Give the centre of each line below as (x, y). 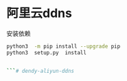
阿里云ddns (39, 13)
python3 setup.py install (47, 52)
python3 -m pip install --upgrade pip (63, 46)
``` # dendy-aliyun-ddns (41, 71)
